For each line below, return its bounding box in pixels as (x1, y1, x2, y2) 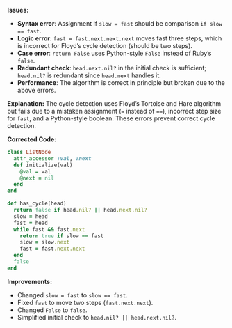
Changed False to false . (17, 306, 88, 314)
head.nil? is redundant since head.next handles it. (17, 71, 161, 79)
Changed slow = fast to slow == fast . (17, 290, 129, 299)
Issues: (7, 6, 29, 14)
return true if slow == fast (19, 233, 104, 240)
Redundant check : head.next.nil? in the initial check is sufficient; (17, 64, 207, 72)
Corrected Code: (7, 135, 57, 143)
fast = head (13, 219, 49, 226)
